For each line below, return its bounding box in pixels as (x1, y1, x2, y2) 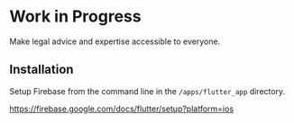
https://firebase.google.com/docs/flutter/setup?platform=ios (9, 103, 234, 114)
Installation (9, 62, 74, 77)
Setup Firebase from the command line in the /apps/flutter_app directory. (9, 85, 286, 96)
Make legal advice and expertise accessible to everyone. (9, 36, 221, 47)
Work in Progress (9, 6, 142, 27)
